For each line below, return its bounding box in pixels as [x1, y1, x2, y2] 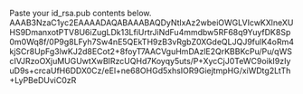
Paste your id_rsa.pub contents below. [9, 8, 152, 18]
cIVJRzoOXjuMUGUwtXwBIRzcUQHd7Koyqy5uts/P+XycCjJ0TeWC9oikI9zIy [9, 56, 291, 66]
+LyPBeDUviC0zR [9, 75, 77, 85]
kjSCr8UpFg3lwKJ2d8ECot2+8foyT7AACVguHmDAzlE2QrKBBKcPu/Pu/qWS [9, 46, 292, 57]
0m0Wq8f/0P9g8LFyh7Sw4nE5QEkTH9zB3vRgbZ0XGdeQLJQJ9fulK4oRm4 [9, 36, 295, 47]
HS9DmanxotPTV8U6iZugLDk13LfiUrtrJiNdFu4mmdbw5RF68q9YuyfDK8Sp [9, 27, 291, 37]
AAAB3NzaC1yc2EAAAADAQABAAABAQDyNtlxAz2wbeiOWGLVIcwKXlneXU [9, 17, 294, 28]
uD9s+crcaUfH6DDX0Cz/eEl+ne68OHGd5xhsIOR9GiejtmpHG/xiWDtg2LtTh [9, 65, 291, 76]
